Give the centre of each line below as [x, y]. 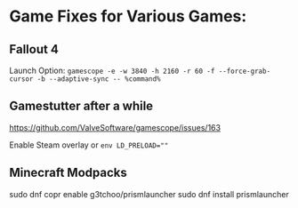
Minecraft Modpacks [68, 173]
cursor [21, 79]
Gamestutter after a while [81, 106]
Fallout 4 [34, 49]
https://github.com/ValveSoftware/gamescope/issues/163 [115, 127]
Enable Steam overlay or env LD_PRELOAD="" [89, 145]
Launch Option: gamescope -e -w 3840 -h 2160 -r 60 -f [112, 70]
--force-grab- [245, 71]
